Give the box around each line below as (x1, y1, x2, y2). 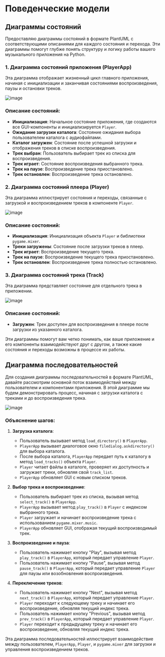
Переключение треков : (12, 580, 63, 586)
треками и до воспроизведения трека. (5, 395, 87, 401)
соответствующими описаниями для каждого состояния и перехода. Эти (5, 41, 160, 47)
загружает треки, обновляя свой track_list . (19, 469, 113, 475)
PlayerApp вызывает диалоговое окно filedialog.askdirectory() (19, 443, 155, 449)
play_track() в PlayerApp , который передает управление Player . (19, 554, 154, 561)
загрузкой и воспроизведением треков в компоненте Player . (5, 200, 134, 205)
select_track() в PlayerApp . (19, 498, 77, 504)
